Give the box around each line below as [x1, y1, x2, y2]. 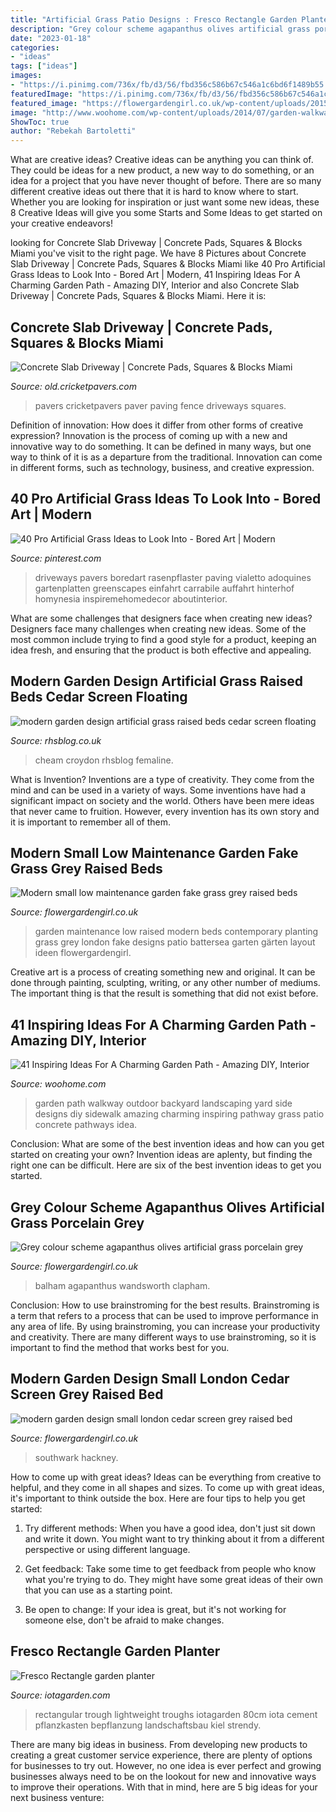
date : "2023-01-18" [10, 33, 92, 43]
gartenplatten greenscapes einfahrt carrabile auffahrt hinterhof [34, 582, 295, 594]
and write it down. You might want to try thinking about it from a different [24, 1532, 325, 1545]
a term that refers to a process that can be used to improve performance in [10, 1310, 319, 1321]
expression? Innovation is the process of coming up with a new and [10, 429, 288, 441]
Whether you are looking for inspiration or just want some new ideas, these [10, 196, 320, 208]
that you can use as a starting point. [24, 1584, 173, 1596]
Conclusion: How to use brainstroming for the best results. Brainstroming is [10, 1299, 320, 1311]
